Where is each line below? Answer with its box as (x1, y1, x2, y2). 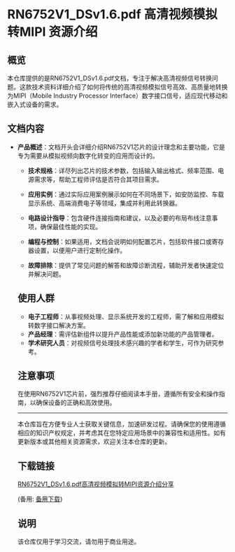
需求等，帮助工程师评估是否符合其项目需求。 (34, 175, 163, 183)
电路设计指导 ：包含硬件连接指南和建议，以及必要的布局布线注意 (27, 213, 212, 222)
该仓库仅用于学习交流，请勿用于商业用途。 (17, 537, 141, 546)
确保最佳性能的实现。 (40, 222, 102, 231)
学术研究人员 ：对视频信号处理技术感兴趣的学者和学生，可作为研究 (27, 338, 218, 347)
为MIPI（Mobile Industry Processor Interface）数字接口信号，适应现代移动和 (7, 92, 228, 100)
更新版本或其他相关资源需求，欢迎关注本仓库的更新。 (17, 438, 171, 446)
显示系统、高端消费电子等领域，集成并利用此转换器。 (27, 198, 182, 207)
